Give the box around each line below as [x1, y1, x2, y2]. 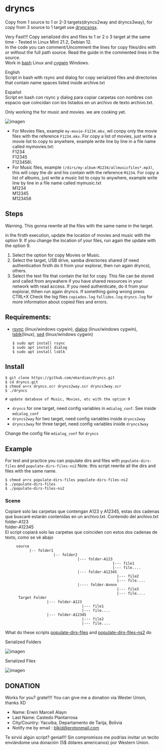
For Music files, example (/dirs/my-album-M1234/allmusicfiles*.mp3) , [12, 164, 154, 170]
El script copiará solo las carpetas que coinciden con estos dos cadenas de [5, 529, 158, 535]
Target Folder [18, 595, 47, 600]
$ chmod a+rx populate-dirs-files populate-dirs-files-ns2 [5, 477, 128, 482]
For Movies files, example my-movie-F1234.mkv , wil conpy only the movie [12, 128, 158, 134]
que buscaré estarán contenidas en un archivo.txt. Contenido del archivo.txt [5, 514, 159, 520]
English [5, 69, 20, 75]
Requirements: [5, 313, 51, 321]
